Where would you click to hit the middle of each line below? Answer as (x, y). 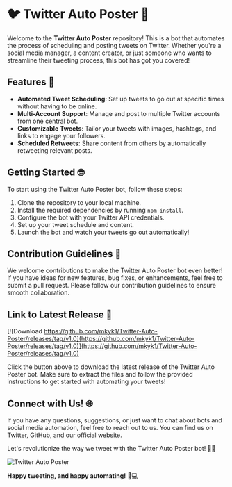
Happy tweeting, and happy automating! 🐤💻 (73, 476)
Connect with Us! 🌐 (50, 403)
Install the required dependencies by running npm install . (100, 210)
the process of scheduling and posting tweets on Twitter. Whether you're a (114, 45)
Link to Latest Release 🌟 (60, 314)
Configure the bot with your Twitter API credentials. (91, 217)
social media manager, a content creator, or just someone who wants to (109, 53)
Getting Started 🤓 (46, 173)
